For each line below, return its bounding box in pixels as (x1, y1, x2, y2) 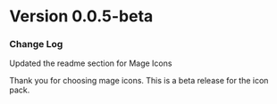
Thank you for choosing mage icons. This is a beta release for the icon (9, 76, 269, 86)
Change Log (9, 38, 63, 51)
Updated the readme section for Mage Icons (9, 58, 172, 68)
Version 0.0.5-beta (9, 6, 154, 27)
